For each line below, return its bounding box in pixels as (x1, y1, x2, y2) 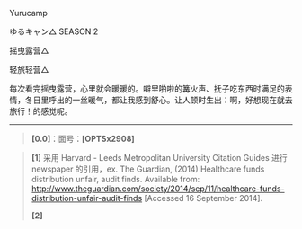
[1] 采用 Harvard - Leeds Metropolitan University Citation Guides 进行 (31, 153, 288, 163)
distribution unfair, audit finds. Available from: (31, 174, 200, 184)
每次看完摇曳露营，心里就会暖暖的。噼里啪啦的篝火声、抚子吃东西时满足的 (9, 84, 285, 93)
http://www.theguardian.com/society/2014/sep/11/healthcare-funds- (31, 183, 285, 194)
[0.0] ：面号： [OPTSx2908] (31, 134, 135, 144)
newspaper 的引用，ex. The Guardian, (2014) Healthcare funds (31, 163, 265, 174)
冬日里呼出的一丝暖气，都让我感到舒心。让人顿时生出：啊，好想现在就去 (24, 94, 293, 105)
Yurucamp (9, 8, 48, 18)
